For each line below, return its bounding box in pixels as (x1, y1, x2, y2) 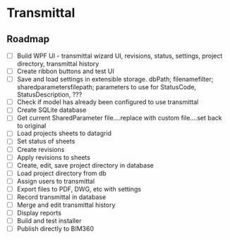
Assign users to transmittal (16, 177, 95, 185)
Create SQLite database (16, 106, 87, 114)
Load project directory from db (16, 169, 107, 177)
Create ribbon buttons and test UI (16, 67, 114, 75)
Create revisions (16, 145, 65, 153)
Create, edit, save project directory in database (16, 160, 155, 170)
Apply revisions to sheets (16, 153, 91, 161)
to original (16, 122, 47, 130)
